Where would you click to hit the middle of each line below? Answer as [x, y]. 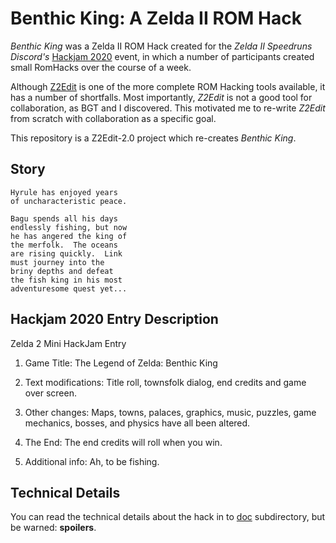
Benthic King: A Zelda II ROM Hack [156, 18]
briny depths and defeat [62, 271]
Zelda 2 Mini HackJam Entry [68, 343]
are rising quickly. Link [66, 253]
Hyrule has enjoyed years [64, 192]
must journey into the [57, 262]
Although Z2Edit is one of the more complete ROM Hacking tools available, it [168, 86]
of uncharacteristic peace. [69, 201]
